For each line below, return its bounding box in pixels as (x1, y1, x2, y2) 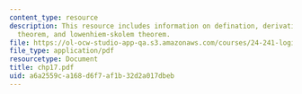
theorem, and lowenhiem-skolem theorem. (17, 30, 171, 38)
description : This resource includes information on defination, (9, 21, 259, 30)
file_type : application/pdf (9, 47, 115, 56)
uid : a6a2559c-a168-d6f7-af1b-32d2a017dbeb (9, 72, 175, 81)
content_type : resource (9, 13, 99, 22)
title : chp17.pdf (9, 64, 75, 73)
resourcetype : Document (9, 55, 99, 64)
